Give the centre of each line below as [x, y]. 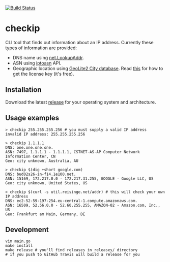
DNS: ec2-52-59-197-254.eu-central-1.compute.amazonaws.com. [72, 201]
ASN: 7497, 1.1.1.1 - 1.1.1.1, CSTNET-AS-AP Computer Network [73, 152]
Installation [23, 90]
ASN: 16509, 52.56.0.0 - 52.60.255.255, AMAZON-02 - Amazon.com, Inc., [83, 205]
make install [19, 246]
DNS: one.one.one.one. [29, 147]
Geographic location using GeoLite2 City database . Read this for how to [88, 68]
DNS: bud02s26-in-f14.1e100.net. [41, 174]
